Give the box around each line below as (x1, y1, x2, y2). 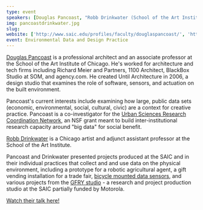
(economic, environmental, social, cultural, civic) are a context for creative (6, 104, 192, 111)
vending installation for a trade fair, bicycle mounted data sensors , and (6, 172, 182, 179)
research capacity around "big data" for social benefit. (6, 123, 142, 130)
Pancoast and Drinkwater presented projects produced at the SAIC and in (6, 153, 189, 160)
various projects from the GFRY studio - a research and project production (6, 179, 192, 186)
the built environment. (6, 86, 61, 93)
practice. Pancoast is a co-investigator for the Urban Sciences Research (6, 110, 186, 117)
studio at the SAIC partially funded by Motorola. (6, 185, 125, 192)
